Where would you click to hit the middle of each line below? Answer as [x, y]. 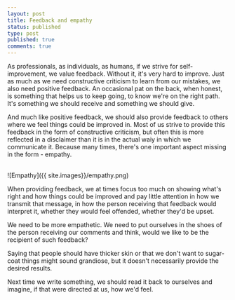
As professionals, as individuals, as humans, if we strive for [93, 66]
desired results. [30, 268]
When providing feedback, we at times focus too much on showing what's [115, 189]
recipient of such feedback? [48, 240]
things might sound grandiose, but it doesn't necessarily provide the [120, 261]
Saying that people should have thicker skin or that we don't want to [106, 253]
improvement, [27, 74]
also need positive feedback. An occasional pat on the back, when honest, [115, 89]
